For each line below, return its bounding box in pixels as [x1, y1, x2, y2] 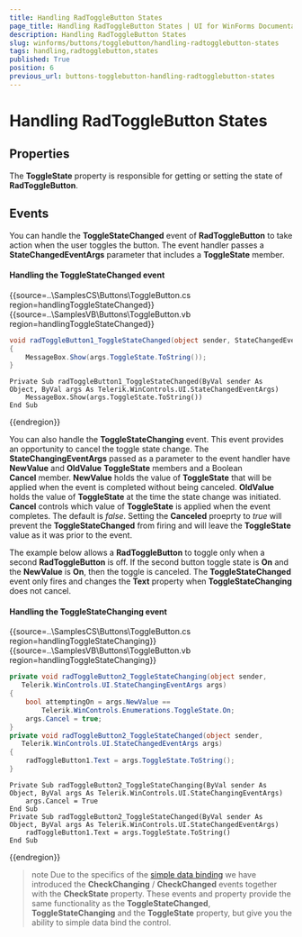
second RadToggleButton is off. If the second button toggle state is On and [9, 557, 289, 568]
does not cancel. [9, 586, 72, 596]
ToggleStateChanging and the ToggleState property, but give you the [31, 907, 292, 918]
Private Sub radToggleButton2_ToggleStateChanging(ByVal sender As [9, 780, 268, 789]
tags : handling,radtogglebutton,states [9, 47, 159, 56]
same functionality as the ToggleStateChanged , [31, 897, 211, 908]
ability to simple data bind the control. [31, 916, 172, 928]
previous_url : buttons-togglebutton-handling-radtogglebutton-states [9, 72, 276, 81]
